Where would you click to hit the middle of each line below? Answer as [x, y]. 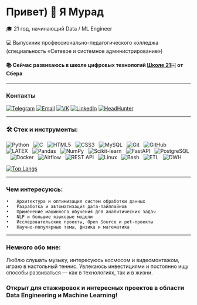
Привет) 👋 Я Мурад [55, 12]
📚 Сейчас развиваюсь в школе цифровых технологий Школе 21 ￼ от [95, 65]
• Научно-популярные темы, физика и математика [68, 227]
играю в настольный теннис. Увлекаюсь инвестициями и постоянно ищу [97, 266]
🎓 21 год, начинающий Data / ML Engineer [59, 28]
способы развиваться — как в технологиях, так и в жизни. [79, 273]
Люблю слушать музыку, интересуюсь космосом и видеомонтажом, [93, 260]
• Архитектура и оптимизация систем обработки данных [76, 202]
